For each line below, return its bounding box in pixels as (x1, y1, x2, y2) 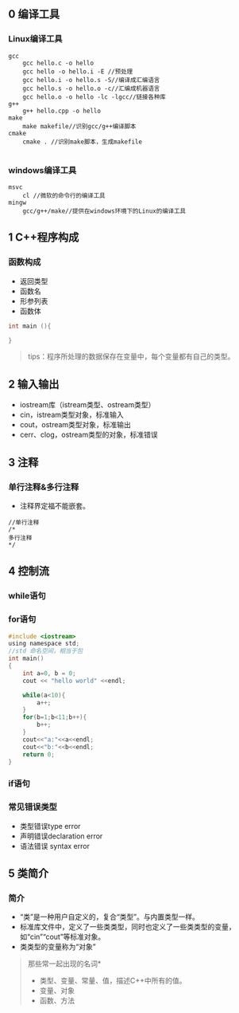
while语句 (8, 591, 46, 602)
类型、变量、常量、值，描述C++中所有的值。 (39, 976, 187, 986)
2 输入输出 (8, 377, 60, 391)
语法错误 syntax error (19, 841, 90, 850)
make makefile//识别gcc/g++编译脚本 (22, 122, 137, 130)
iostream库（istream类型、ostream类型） (19, 400, 156, 410)
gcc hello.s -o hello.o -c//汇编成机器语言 (22, 84, 160, 92)
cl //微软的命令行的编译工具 (22, 191, 106, 199)
